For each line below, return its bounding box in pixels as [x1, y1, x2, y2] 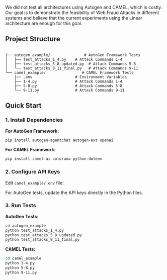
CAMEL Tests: [5, 246, 36, 252]
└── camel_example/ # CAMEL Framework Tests [5, 70, 134, 75]
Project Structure [5, 35, 60, 43]
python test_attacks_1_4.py [5, 228, 64, 233]
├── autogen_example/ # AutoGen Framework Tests [5, 52, 141, 57]
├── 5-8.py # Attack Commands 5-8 [14, 83, 123, 88]
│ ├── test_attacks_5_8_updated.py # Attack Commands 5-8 [5, 61, 136, 66]
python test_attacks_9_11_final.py [5, 237, 80, 242]
